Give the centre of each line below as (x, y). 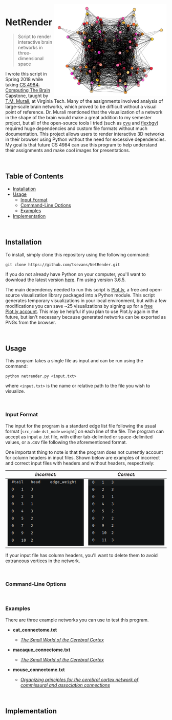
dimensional (31, 58)
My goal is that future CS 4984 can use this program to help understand (81, 144)
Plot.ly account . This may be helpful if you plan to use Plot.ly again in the (82, 311)
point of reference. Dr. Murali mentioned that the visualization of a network (84, 112)
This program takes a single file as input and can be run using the (74, 361)
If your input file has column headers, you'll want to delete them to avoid (81, 556)
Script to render (34, 36)
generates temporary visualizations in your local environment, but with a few (86, 300)
